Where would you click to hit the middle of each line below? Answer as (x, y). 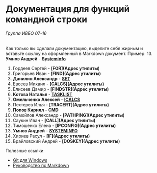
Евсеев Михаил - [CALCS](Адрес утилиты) (58, 84)
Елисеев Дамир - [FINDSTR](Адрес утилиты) (61, 89)
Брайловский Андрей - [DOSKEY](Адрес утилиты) (66, 141)
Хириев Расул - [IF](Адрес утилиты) (51, 136)
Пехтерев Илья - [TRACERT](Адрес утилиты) (61, 105)
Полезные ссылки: (25, 151)
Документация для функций (67, 9)
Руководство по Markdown (41, 166)
